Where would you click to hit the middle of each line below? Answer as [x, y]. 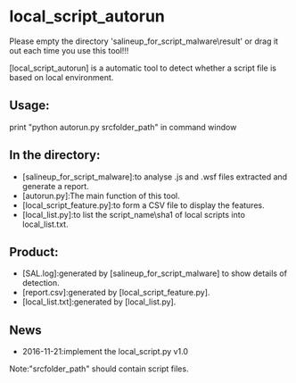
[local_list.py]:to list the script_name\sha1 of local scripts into [133, 214]
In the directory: [55, 155]
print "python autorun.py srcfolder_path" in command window [123, 127]
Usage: [30, 106]
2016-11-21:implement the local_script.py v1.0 [105, 352]
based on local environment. [62, 77]
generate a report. [55, 186]
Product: [34, 252]
